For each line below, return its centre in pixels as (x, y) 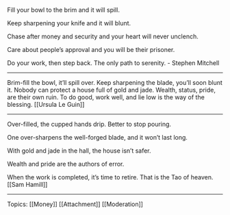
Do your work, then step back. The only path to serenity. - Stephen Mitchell (113, 63)
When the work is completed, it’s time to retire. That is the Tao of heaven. (110, 177)
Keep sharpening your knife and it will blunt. (69, 23)
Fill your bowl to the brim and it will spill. (63, 10)
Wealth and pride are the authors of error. (66, 164)
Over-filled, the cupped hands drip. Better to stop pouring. (89, 124)
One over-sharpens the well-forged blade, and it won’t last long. (98, 137)
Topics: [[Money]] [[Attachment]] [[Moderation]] (75, 204)
